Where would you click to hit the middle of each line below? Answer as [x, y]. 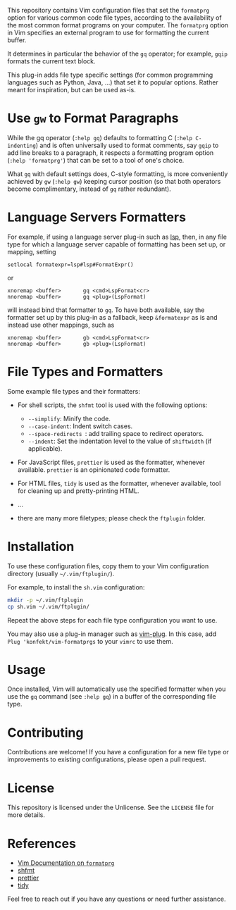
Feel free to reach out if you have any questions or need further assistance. [117, 899]
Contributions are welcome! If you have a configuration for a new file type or [118, 752]
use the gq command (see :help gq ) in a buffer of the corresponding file [112, 697]
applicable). [45, 448]
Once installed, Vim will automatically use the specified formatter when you [117, 689]
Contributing [45, 733]
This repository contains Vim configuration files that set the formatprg [108, 10]
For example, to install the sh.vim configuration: [76, 587]
